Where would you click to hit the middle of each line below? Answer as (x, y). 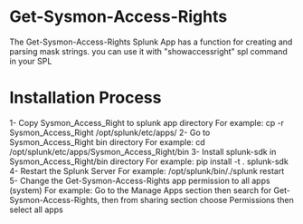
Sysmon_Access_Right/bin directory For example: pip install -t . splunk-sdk (149, 161)
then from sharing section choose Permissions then (198, 200)
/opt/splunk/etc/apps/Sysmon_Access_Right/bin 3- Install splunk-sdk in (143, 151)
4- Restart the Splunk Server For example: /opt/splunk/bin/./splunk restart (147, 170)
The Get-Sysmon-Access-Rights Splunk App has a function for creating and (151, 42)
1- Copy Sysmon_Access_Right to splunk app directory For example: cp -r (147, 122)
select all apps (36, 209)
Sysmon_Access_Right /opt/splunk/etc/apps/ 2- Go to (110, 132)
